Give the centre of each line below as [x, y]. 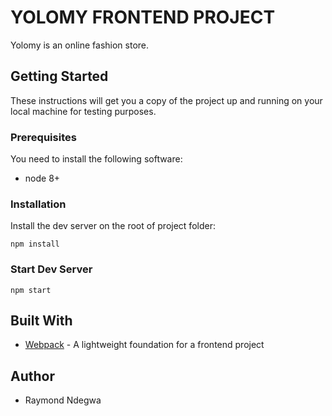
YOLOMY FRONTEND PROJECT [143, 17]
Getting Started [59, 76]
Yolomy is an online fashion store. [80, 45]
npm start [31, 290]
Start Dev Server [51, 269]
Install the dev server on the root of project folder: [113, 226]
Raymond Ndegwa [63, 400]
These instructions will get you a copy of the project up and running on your [166, 100]
